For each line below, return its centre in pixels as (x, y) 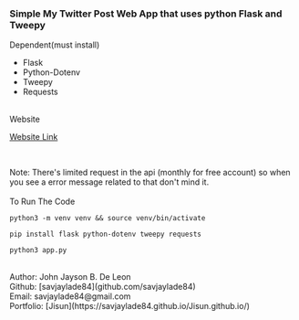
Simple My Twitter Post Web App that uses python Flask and (146, 14)
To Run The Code (42, 202)
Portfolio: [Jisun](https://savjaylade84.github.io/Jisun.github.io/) (130, 306)
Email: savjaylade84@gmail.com (70, 296)
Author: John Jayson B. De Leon (70, 277)
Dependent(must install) (55, 45)
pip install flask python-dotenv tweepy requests (106, 235)
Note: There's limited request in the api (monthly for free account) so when (150, 173)
